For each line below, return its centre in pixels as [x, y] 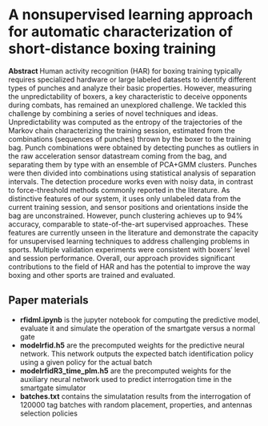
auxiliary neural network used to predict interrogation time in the [126, 379]
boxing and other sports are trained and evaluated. [92, 275]
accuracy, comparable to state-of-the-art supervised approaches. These [128, 224]
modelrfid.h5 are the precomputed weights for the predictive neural [132, 345]
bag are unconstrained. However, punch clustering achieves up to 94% [126, 215]
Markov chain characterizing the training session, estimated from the [122, 131]
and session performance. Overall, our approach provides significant [122, 258]
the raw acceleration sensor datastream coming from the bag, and [118, 156]
